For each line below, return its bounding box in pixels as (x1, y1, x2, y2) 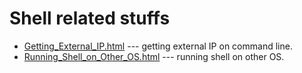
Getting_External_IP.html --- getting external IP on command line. (23, 40, 293, 52)
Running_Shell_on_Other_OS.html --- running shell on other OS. (23, 50, 285, 62)
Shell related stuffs (9, 7, 171, 30)
